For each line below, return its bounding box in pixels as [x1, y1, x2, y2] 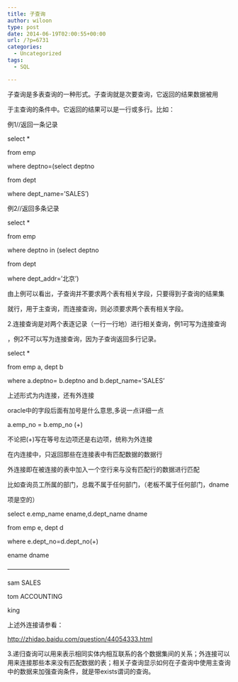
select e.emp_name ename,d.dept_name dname [7, 509, 147, 518]
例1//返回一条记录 [7, 120, 58, 129]
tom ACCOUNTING [7, 592, 63, 600]
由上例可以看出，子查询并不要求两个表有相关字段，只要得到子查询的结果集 [7, 289, 225, 298]
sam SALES [7, 578, 41, 587]
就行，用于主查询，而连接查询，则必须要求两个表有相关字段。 [7, 304, 188, 313]
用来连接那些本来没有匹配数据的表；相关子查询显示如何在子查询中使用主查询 [7, 658, 231, 666]
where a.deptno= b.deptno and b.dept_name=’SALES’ [7, 376, 165, 384]
